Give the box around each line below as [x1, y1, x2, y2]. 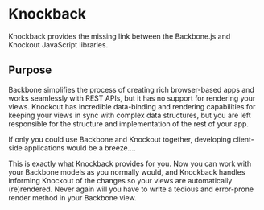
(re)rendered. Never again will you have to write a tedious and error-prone [8, 184, 254, 194]
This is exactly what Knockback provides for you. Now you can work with [8, 159, 252, 168]
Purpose [8, 64, 52, 77]
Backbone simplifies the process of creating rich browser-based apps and [8, 84, 255, 94]
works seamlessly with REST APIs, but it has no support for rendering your [8, 93, 256, 103]
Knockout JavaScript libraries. [8, 39, 109, 49]
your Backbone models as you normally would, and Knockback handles [8, 167, 245, 177]
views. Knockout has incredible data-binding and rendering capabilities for [8, 101, 256, 111]
